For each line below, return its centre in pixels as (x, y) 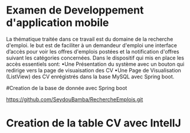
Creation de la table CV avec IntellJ (94, 123)
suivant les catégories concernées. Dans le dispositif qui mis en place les (95, 58)
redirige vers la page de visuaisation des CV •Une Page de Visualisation (94, 70)
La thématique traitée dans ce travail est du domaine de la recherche (90, 39)
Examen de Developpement (75, 10)
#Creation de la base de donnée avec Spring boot (67, 88)
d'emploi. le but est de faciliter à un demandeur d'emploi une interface (91, 45)
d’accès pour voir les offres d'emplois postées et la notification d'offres (93, 51)
